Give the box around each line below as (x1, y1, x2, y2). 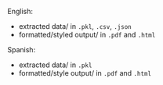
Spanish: (7, 45, 36, 54)
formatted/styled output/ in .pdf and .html (18, 30, 156, 39)
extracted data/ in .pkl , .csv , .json (18, 22, 132, 30)
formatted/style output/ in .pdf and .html (18, 69, 152, 77)
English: (7, 7, 33, 16)
